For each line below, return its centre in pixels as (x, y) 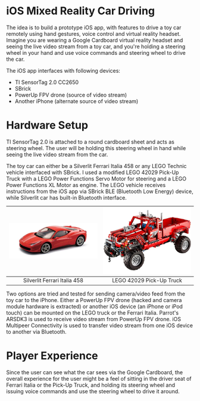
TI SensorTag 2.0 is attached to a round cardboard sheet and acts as (90, 142)
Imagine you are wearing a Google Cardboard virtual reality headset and (95, 40)
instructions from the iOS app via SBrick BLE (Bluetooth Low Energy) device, (100, 191)
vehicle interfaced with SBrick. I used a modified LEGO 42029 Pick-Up (93, 172)
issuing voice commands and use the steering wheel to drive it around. (93, 391)
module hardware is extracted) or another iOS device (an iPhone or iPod (95, 306)
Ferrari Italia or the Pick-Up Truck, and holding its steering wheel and (91, 385)
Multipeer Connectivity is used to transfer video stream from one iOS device (100, 325)
